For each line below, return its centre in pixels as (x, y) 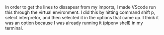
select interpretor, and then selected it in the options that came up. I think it (82, 17)
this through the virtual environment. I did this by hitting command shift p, (80, 12)
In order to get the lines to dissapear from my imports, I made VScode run (81, 7)
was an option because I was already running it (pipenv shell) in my (74, 23)
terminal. (14, 28)
